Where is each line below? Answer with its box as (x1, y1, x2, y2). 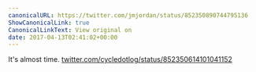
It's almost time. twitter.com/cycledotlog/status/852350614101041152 (8, 55, 232, 64)
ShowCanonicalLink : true (8, 19, 90, 27)
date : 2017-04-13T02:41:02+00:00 (8, 33, 118, 41)
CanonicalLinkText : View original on (8, 26, 132, 34)
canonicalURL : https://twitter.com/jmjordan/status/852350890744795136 (8, 11, 248, 20)
